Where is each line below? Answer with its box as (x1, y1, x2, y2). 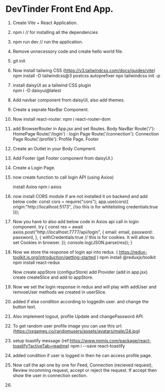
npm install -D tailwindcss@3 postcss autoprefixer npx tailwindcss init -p (12, 72, 161, 78)
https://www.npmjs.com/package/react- (70, 337, 151, 343)
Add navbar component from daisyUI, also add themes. (12, 97, 125, 103)
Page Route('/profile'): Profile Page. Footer (12, 136, 99, 142)
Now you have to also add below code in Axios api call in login (12, 218, 139, 225)
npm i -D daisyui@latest (12, 87, 61, 93)
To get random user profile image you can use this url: (12, 323, 123, 328)
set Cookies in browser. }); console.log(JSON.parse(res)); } (12, 239, 133, 245)
